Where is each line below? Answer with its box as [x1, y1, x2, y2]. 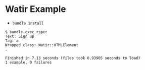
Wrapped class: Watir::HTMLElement [5, 42, 79, 48]
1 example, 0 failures [5, 60, 52, 65]
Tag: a [5, 38, 19, 43]
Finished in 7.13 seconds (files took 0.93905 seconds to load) [5, 56, 141, 61]
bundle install [12, 21, 44, 26]
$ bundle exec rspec [5, 29, 48, 34]
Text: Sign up [5, 34, 35, 39]
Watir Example [5, 3, 66, 15]
